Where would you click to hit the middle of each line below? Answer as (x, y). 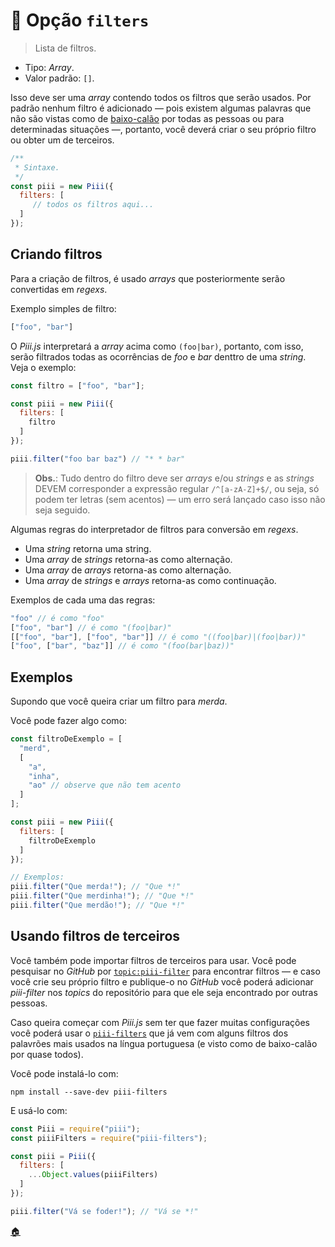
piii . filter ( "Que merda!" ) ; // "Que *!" (96, 887)
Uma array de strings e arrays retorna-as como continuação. (150, 580)
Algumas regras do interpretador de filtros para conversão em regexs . (154, 529)
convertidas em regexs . (59, 289)
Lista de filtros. (65, 48)
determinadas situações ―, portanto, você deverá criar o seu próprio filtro (163, 129)
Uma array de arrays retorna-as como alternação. (128, 570)
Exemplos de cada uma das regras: (83, 600)
